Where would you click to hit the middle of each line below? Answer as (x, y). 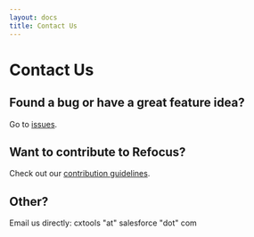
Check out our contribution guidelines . (80, 174)
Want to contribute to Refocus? (98, 152)
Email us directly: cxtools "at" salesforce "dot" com (103, 223)
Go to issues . (33, 124)
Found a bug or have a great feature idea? (127, 103)
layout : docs (33, 17)
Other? (29, 201)
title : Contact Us (43, 26)
